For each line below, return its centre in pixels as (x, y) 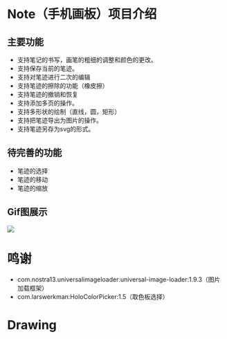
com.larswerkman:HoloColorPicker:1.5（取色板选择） (93, 296)
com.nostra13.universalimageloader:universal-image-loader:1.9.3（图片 (119, 279)
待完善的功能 (35, 153)
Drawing (32, 325)
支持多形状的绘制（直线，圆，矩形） (69, 112)
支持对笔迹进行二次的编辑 (54, 77)
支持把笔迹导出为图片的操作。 (60, 120)
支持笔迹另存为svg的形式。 (56, 129)
